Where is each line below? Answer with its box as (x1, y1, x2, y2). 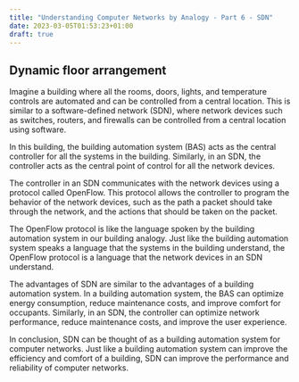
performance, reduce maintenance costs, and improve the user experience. (9, 317, 287, 328)
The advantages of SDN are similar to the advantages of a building (9, 278, 254, 290)
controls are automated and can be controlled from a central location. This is (9, 95, 291, 107)
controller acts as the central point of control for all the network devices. (9, 161, 275, 171)
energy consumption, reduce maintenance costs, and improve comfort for (9, 298, 281, 309)
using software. (9, 124, 67, 135)
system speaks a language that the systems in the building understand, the (9, 243, 286, 253)
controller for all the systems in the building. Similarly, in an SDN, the (9, 151, 262, 162)
